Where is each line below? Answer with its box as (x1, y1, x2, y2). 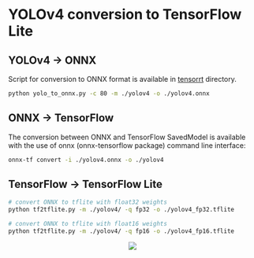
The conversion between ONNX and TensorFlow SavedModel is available (8, 132, 246, 142)
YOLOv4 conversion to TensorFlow (8, 6, 242, 24)
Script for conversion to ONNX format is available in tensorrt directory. (8, 75, 237, 83)
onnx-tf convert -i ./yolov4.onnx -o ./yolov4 (8, 156, 164, 164)
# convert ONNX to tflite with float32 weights (8, 198, 168, 206)
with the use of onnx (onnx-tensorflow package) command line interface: (8, 140, 246, 150)
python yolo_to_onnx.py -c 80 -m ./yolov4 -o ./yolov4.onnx (8, 90, 211, 98)
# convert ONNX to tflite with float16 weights (8, 220, 168, 228)
